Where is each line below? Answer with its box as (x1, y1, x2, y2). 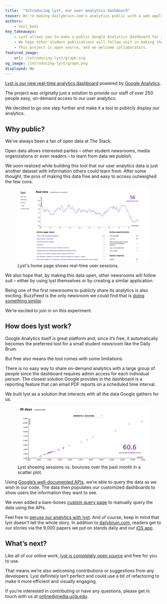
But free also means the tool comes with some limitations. (5, 355, 123, 362)
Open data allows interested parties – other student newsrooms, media (5, 148, 150, 154)
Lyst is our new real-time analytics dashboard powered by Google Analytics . (5, 80, 162, 86)
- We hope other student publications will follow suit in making (14, 40, 155, 45)
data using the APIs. (5, 505, 46, 511)
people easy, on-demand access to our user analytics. (5, 95, 117, 101)
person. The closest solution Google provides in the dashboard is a (5, 376, 143, 382)
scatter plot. (17, 470, 42, 476)
